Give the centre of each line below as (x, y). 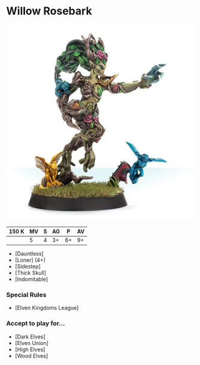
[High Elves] (30, 349)
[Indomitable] (31, 279)
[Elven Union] (32, 343)
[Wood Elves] (31, 355)
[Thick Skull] (31, 272)
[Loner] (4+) (30, 260)
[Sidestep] (28, 266)
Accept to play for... (36, 324)
